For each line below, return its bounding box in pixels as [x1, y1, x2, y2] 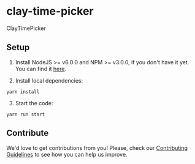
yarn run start [6, 111, 45, 117]
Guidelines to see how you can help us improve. [6, 151, 128, 158]
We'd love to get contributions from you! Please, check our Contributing [6, 144, 188, 151]
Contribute [6, 128, 49, 138]
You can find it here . [15, 65, 66, 72]
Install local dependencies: [15, 76, 83, 84]
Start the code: [15, 99, 53, 106]
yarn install [6, 89, 40, 95]
